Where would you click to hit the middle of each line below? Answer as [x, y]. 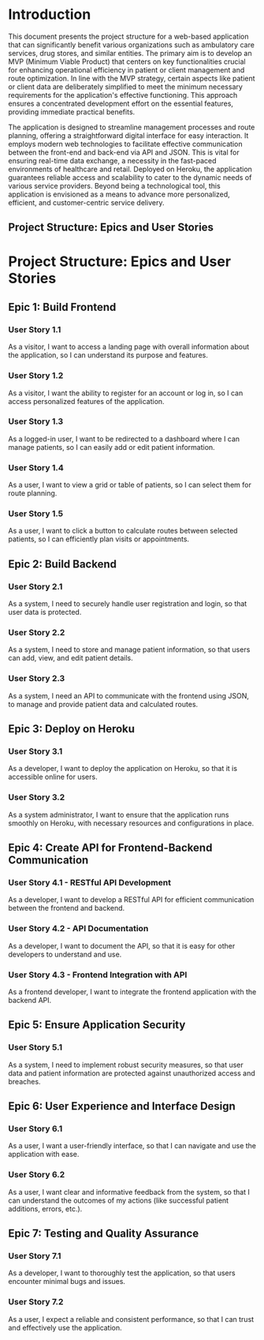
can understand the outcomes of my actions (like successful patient [119, 1200]
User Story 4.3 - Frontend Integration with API [98, 975]
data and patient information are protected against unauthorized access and [132, 1073]
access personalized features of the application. [86, 401]
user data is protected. [45, 612]
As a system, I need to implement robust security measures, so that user [126, 1065]
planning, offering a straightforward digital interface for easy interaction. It [128, 135]
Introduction [50, 15]
